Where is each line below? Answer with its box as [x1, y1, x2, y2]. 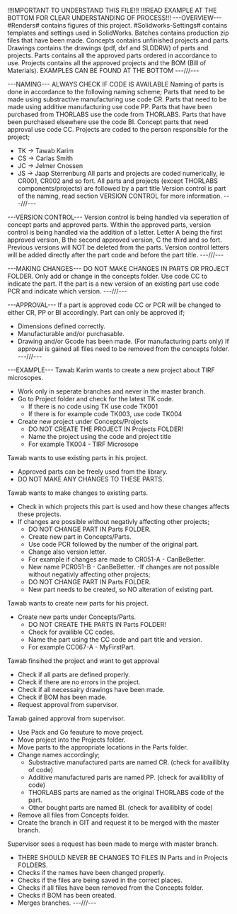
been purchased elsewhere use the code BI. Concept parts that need [7, 118, 209, 126]
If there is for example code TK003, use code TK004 [28, 410, 183, 418]
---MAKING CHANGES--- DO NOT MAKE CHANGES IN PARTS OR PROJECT [7, 264, 230, 272]
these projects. [17, 510, 62, 518]
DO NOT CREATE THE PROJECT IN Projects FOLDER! [28, 425, 184, 433]
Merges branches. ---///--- [17, 898, 97, 907]
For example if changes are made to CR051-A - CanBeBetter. [28, 555, 205, 563]
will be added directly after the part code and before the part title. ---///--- [7, 251, 224, 259]
